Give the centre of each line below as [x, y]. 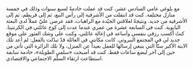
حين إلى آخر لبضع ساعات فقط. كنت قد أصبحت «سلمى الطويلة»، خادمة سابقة [91, 52]
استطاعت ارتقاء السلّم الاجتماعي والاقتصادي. [55, 58]
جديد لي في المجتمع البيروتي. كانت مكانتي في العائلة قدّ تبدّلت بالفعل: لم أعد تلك [93, 40]
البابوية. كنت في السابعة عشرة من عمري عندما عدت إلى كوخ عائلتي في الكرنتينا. [93, 27]
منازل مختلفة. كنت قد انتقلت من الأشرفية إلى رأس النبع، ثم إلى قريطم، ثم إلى [91, 15]
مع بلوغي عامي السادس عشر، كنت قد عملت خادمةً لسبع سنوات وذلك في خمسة [93, 8]
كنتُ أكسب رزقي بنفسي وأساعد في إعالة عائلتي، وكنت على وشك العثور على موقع [95, 33]
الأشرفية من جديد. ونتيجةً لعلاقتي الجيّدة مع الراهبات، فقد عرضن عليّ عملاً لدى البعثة [97, 21]
